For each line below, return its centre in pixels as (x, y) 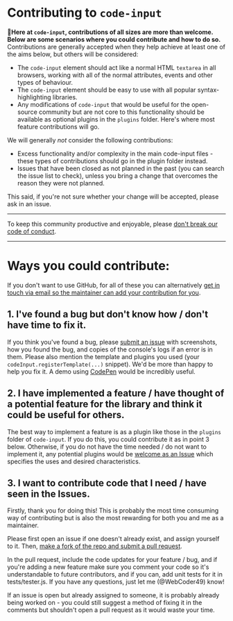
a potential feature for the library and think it (105, 404)
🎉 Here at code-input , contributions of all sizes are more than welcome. (110, 32)
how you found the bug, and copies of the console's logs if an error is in (110, 349)
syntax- (208, 90)
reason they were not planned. (61, 183)
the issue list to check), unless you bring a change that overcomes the (118, 176)
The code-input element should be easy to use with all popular (106, 90)
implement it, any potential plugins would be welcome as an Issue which (110, 454)
